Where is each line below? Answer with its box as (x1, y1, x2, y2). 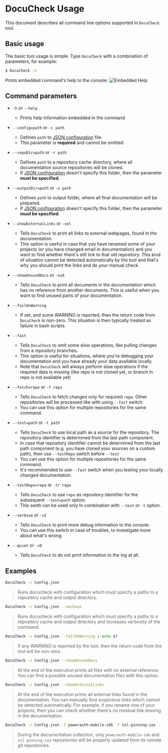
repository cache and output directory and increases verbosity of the (17, 619, 160, 625)
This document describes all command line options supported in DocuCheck (5, 20, 159, 26)
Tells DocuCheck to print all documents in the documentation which (20, 282, 156, 288)
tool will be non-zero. (17, 648, 62, 654)
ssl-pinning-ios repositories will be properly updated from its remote (17, 737, 161, 743)
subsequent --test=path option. (20, 497, 86, 503)
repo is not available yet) (20, 374, 71, 381)
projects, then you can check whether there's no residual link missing (17, 707, 161, 713)
